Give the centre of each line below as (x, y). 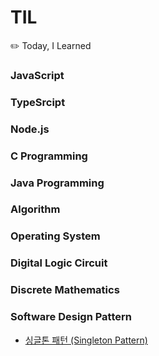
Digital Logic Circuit (59, 263)
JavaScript (37, 75)
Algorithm (35, 209)
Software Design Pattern (71, 317)
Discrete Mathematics (65, 290)
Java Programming (57, 183)
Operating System (55, 236)
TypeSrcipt (38, 102)
